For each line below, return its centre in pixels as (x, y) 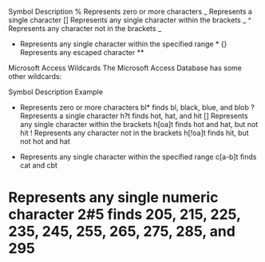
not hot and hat (45, 141)
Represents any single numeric (113, 198)
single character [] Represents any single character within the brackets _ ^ (130, 20)
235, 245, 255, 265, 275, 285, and (122, 232)
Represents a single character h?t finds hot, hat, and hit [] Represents (134, 116)
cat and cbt (39, 165)
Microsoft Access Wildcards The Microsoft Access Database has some (125, 68)
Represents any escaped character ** (82, 52)
